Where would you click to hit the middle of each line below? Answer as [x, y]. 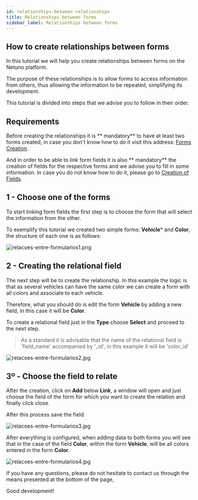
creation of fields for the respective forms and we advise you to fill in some [98, 166]
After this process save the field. [46, 415]
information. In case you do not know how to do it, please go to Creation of [98, 172]
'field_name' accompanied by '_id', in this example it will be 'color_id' [105, 346]
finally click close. [28, 403]
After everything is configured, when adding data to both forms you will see [98, 438]
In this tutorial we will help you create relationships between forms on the [95, 61]
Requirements [33, 121]
